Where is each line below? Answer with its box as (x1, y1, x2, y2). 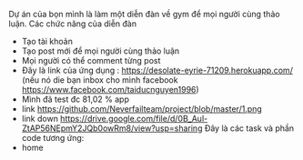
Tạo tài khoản (21, 36, 74, 46)
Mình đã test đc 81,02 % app (21, 94, 129, 105)
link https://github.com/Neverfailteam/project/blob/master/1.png (21, 104, 263, 114)
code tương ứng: (21, 133, 85, 143)
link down (21, 114, 58, 124)
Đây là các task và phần (204, 123, 295, 134)
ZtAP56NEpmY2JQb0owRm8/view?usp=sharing (21, 123, 203, 134)
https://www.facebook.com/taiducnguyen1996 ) (21, 85, 199, 95)
